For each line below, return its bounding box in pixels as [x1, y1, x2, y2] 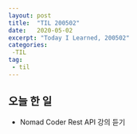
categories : [8, 41, 48, 49]
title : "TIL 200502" [8, 19, 80, 27]
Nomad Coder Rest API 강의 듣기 [19, 117, 126, 127]
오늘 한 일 [8, 94, 53, 108]
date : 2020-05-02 [8, 26, 73, 34]
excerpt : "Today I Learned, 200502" [8, 33, 130, 42]
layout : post [8, 11, 52, 20]
